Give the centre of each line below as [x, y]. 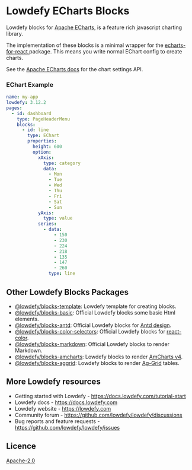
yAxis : [46, 213]
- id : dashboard [31, 113]
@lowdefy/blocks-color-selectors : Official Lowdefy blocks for [90, 331]
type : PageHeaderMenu [43, 119]
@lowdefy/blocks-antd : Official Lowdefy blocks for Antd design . [93, 325]
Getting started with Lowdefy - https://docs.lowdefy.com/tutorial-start [100, 396]
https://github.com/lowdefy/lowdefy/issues [67, 427]
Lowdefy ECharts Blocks [68, 11]
